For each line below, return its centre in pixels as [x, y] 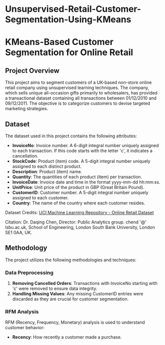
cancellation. [25, 156]
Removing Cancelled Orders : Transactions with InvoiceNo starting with [85, 283]
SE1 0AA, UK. [19, 233]
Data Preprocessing [29, 273]
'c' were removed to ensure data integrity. [55, 288]
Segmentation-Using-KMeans [68, 19]
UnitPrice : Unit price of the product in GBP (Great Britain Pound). [78, 187]
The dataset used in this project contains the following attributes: [71, 136]
